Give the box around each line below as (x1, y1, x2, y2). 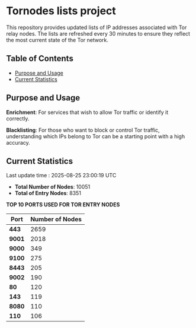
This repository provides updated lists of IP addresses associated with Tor (6, 24, 187, 31)
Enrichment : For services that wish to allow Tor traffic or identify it (6, 109, 169, 116)
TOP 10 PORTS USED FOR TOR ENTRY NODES (6, 201, 120, 208)
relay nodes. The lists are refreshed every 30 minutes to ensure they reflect (6, 30, 191, 37)
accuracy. (6, 139, 31, 146)
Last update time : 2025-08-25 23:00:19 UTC (6, 172, 117, 179)
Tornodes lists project (6, 4, 117, 18)
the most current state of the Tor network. (6, 36, 108, 43)
